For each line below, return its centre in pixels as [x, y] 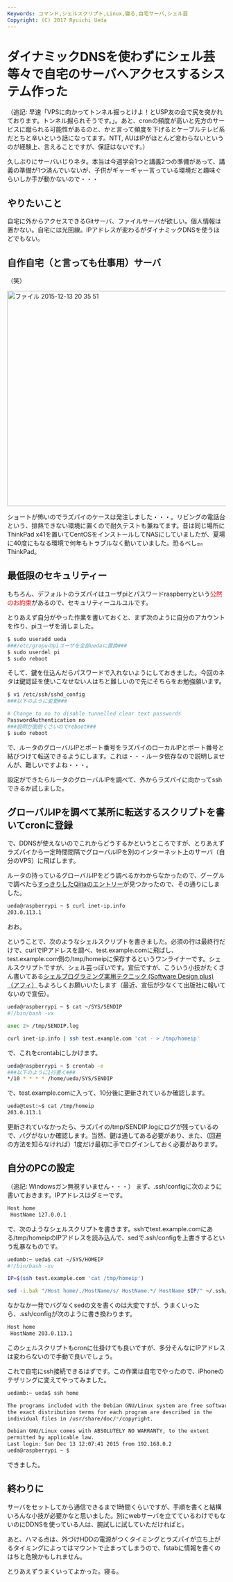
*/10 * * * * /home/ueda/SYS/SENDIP [60, 1079]
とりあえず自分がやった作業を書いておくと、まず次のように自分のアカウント [116, 617]
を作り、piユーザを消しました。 [52, 626]
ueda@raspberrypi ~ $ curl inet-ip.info [67, 906]
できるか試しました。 [37, 788]
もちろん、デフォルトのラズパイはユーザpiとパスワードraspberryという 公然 [115, 594]
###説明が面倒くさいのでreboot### [52, 727]
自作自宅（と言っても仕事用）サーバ [84, 263]
